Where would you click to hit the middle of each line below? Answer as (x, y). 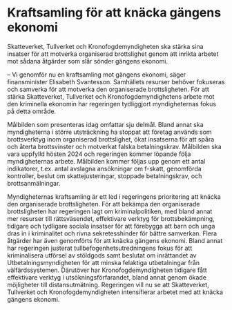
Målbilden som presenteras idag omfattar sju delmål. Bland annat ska (105, 124)
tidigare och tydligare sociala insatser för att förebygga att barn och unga (111, 226)
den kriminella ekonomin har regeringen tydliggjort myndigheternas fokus (112, 104)
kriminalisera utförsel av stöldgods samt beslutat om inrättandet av (102, 255)
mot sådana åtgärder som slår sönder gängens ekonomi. (87, 61)
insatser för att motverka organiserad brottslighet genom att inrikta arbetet (113, 54)
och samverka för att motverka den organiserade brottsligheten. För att (108, 89)
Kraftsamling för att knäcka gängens (114, 13)
